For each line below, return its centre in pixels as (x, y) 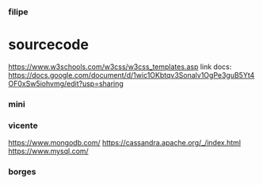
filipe (19, 12)
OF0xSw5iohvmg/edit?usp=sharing (66, 83)
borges (22, 172)
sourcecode (49, 45)
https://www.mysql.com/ (48, 151)
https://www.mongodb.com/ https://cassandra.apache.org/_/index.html (125, 143)
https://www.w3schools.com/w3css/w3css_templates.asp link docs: (120, 67)
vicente (23, 125)
